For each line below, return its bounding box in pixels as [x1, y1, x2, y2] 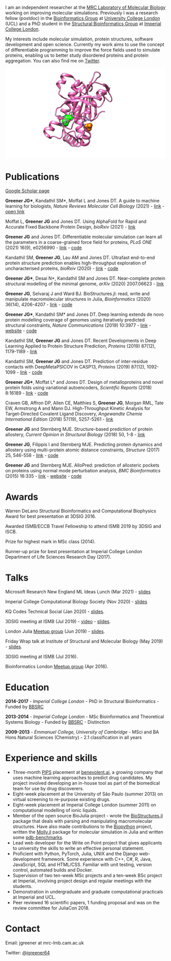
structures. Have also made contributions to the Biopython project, [12, 823, 153, 830]
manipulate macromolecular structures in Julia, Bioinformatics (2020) [5, 296, 151, 302]
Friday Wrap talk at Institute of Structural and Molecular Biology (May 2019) [5, 638, 163, 645]
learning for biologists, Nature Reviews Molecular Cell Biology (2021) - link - [5, 203, 165, 209]
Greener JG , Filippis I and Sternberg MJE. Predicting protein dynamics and [5, 442, 162, 448]
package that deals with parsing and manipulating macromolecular [12, 818, 153, 825]
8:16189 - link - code [5, 390, 48, 396]
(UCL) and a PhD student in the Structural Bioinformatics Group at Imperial [5, 20, 161, 27]
